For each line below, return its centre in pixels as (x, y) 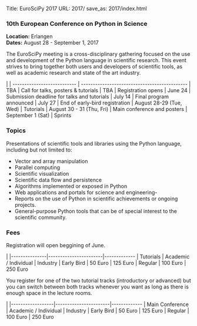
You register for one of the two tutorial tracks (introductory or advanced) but (98, 280)
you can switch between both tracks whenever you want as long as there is (98, 287)
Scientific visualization (42, 173)
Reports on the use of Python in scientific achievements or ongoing (96, 199)
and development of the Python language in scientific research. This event (96, 61)
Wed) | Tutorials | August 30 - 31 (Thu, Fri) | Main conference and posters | (97, 109)
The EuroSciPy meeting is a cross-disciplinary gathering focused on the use (98, 54)
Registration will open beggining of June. (56, 245)
